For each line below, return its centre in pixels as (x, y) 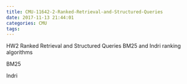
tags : (13, 29)
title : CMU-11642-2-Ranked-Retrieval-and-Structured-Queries (85, 12)
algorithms (20, 53)
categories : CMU (27, 23)
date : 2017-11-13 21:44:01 (40, 18)
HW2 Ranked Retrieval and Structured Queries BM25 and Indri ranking (93, 46)
